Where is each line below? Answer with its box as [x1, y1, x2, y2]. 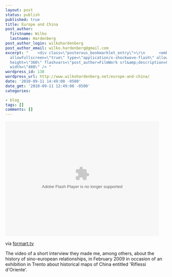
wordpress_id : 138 [5, 70, 45, 75]
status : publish [5, 12, 40, 17]
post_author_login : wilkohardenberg [5, 41, 83, 46]
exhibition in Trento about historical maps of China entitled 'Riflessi [5, 261, 146, 267]
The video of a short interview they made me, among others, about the [5, 250, 155, 257]
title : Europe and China [5, 21, 58, 27]
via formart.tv [5, 241, 34, 247]
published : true [5, 17, 40, 22]
